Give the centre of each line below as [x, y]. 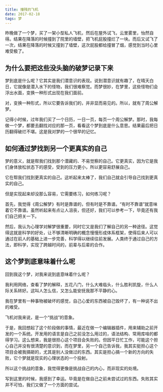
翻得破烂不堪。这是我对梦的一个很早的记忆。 [54, 132]
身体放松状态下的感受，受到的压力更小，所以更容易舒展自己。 [71, 167]
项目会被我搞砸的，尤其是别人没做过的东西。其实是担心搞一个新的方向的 [77, 352]
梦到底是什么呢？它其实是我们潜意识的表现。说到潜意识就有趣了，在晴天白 [79, 81]
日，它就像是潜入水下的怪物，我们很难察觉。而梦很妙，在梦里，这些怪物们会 [81, 87]
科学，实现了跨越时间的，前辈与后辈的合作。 [62, 245]
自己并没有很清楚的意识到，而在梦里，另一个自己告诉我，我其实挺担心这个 [83, 346]
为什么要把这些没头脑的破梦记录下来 [59, 68]
